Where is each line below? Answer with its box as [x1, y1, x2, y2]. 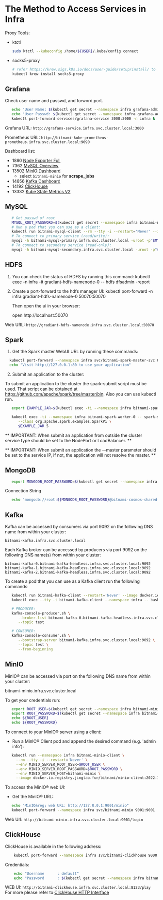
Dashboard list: [5, 148, 35, 154]
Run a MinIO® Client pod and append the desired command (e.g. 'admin [12, 738, 156, 744]
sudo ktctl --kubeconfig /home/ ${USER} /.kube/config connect [12, 49, 139, 54]
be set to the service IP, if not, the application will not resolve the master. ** [5, 452, 156, 458]
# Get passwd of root [11, 216, 55, 220]
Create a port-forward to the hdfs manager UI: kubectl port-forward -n [12, 288, 153, 294]
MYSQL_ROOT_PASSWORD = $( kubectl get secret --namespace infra [11, 220, 138, 225]
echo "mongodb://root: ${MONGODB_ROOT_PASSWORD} [11, 497, 110, 502]
